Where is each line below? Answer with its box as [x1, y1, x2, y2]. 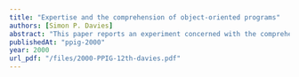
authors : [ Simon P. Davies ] [9, 21, 114, 30]
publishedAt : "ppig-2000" [9, 37, 105, 47]
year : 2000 [9, 46, 50, 55]
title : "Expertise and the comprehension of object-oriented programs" [9, 12, 280, 22]
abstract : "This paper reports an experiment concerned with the [9, 29, 256, 38]
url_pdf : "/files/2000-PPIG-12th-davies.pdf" [9, 54, 181, 63]
